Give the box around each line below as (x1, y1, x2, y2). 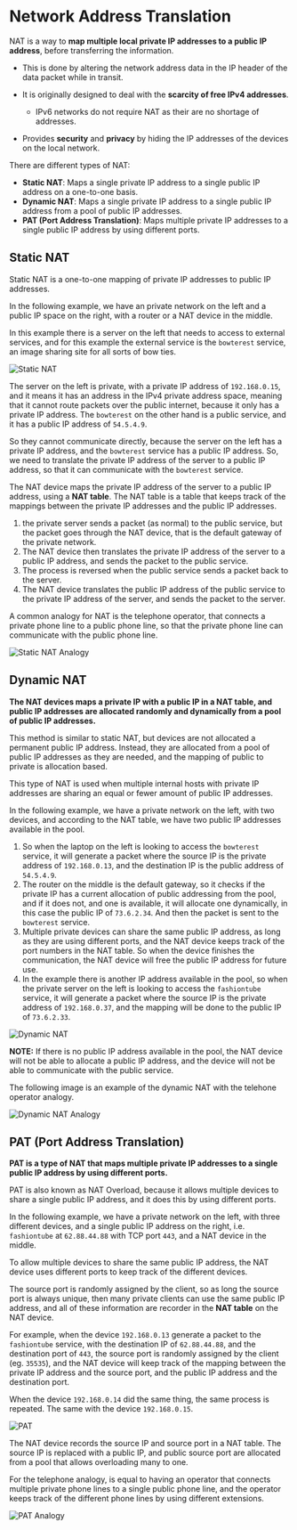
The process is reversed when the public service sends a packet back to (21, 565, 289, 575)
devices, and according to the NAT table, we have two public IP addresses (9, 814, 282, 825)
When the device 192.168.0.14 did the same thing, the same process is (9, 1394, 269, 1404)
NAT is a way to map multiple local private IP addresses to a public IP (9, 36, 268, 46)
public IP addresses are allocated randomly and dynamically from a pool (9, 705, 282, 716)
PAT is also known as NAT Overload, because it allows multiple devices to (9, 1184, 279, 1195)
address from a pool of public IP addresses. (21, 205, 182, 216)
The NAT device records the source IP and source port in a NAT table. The (9, 1438, 282, 1449)
